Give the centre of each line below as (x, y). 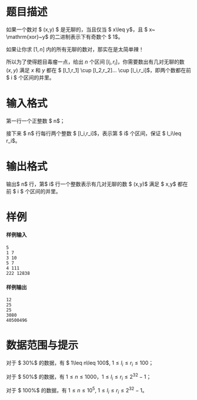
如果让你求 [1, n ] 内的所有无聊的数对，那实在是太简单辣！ (75, 49)
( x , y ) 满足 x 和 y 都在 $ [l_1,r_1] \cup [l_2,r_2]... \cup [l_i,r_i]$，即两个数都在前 (99, 70)
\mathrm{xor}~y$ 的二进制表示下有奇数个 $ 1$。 (65, 36)
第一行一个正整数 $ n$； (36, 120)
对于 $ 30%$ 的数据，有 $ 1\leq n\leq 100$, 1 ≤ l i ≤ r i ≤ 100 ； (80, 364)
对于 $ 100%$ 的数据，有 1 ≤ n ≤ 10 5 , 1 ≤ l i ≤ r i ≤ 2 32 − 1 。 (77, 391)
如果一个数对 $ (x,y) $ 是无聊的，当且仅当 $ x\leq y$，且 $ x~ (81, 29)
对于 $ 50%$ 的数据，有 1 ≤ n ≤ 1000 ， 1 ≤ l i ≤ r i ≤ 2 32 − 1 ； (79, 377)
